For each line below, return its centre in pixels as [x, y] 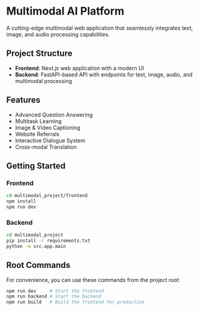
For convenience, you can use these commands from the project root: [93, 279]
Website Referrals [37, 134]
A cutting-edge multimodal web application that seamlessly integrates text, [100, 28]
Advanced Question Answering [54, 115]
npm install [21, 201]
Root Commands [38, 265]
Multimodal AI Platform [65, 11]
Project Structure [39, 54]
